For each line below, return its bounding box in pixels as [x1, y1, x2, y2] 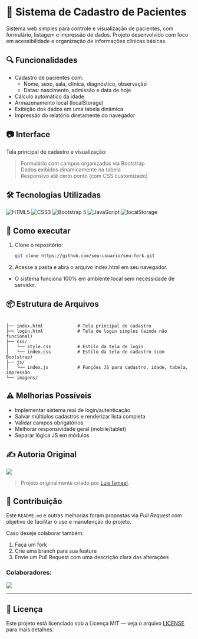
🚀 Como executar [6, 226, 71, 236]
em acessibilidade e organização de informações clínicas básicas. [6, 37, 167, 44]
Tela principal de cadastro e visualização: [6, 148, 107, 155]
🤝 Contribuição [6, 496, 62, 506]
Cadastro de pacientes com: [14, 74, 84, 81]
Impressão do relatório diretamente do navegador [14, 112, 136, 119]
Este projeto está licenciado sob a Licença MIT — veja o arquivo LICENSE [6, 620, 184, 627]
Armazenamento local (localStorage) [14, 99, 104, 106]
